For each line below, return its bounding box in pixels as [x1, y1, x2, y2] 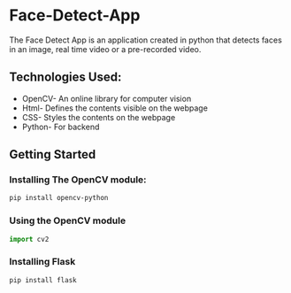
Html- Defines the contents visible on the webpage [21, 103, 208, 113]
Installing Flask [9, 256, 76, 268]
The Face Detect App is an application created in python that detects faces [9, 35, 283, 45]
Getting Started [9, 147, 96, 162]
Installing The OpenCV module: [9, 173, 148, 186]
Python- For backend [21, 121, 100, 132]
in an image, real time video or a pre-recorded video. [9, 43, 202, 54]
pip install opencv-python [9, 194, 109, 203]
